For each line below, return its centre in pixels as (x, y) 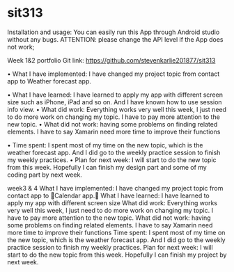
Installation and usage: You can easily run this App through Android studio (114, 32)
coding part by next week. (45, 175)
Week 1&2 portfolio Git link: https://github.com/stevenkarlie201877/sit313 (111, 60)
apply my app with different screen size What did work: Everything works (112, 202)
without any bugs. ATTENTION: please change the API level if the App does (116, 39)
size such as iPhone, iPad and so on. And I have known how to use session (115, 102)
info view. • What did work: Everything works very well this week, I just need (117, 109)
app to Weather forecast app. (49, 81)
